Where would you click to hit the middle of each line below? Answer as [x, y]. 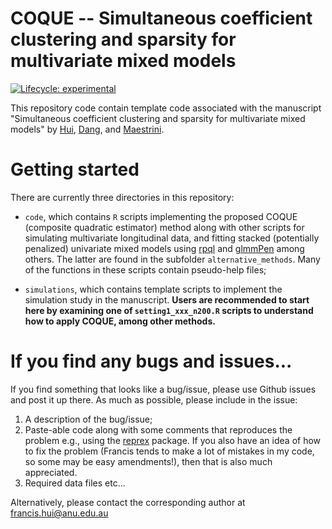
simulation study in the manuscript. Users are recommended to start [167, 299]
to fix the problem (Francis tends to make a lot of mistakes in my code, [169, 451]
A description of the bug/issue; [88, 419]
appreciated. [51, 472]
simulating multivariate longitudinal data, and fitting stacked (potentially [172, 238]
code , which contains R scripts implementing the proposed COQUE [161, 216]
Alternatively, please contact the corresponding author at [128, 502]
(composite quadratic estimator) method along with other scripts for [164, 227]
